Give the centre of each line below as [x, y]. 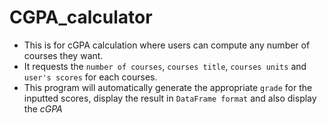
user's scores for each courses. [90, 77]
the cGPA [43, 108]
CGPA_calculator [81, 17]
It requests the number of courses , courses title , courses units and [165, 66]
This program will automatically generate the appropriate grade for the [168, 87]
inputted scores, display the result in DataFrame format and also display [170, 98]
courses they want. [63, 55]
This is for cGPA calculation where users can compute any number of [167, 45]
